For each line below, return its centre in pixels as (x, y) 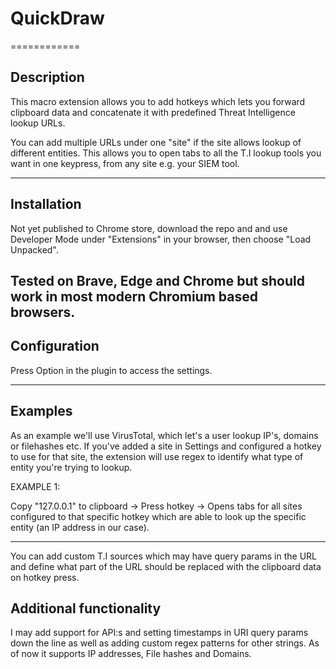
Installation (46, 204)
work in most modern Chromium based (134, 296)
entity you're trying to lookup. (71, 467)
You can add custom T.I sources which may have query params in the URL (163, 556)
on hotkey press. (45, 577)
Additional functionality (86, 608)
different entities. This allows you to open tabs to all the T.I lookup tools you (166, 153)
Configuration (55, 346)
